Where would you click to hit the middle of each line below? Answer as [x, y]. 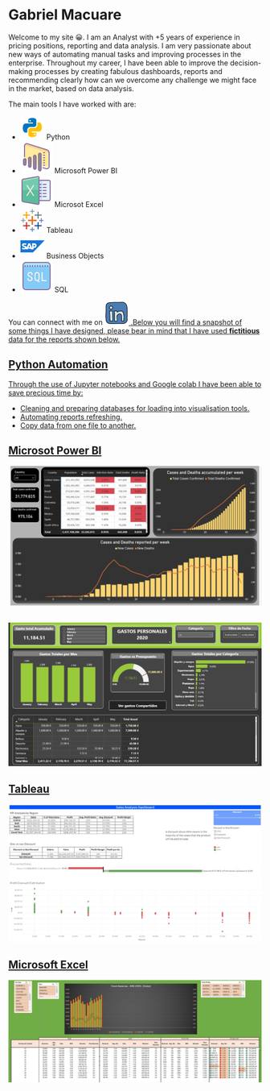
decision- [246, 63]
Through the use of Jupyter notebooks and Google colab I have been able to [135, 384]
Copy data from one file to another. [78, 425]
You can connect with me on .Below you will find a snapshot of [125, 322]
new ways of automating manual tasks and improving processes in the [125, 54]
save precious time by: [46, 392]
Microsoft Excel [48, 965]
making [21, 71]
